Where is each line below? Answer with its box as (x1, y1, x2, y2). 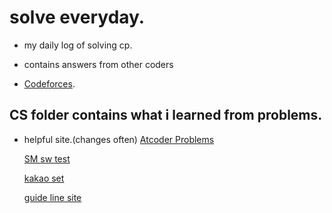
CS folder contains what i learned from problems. (9, 107, 323, 124)
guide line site (23, 191, 82, 203)
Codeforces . (23, 77, 76, 90)
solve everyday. (9, 6, 146, 29)
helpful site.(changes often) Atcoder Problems (23, 133, 215, 145)
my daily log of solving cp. (23, 39, 133, 51)
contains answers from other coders (23, 58, 174, 70)
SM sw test (23, 152, 71, 165)
